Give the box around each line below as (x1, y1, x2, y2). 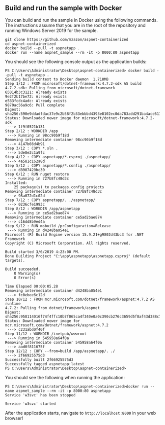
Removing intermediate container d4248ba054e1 (5, 288, 102, 293)
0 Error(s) (14, 275, 36, 280)
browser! (5, 415, 24, 421)
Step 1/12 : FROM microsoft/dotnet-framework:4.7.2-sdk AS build (5, 81, 141, 86)
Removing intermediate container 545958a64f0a (5, 340, 102, 345)
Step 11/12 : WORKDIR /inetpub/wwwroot (5, 331, 87, 336)
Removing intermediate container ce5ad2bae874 (5, 214, 102, 220)
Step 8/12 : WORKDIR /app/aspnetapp (5, 206, 80, 211)
